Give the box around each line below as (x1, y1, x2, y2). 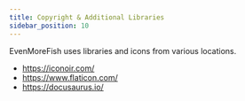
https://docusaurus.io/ (21, 82, 104, 92)
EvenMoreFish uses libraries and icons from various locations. (9, 45, 237, 56)
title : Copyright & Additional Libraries (9, 12, 165, 22)
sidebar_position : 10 (9, 21, 90, 30)
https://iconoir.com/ (21, 63, 95, 74)
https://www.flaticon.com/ (21, 72, 118, 82)
